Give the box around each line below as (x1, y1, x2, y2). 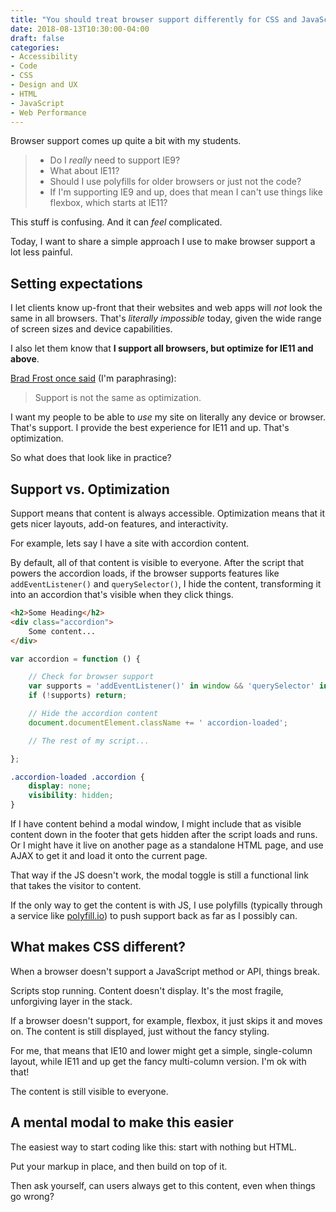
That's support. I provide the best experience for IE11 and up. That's (10, 422, 290, 434)
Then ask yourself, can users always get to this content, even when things (10, 1179, 316, 1191)
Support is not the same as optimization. (34, 392, 202, 404)
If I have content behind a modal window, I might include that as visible (10, 818, 302, 830)
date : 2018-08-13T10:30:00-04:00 (10, 24, 150, 34)
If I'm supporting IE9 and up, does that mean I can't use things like (49, 186, 323, 198)
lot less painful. (10, 246, 73, 258)
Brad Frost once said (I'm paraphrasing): (10, 372, 177, 385)
